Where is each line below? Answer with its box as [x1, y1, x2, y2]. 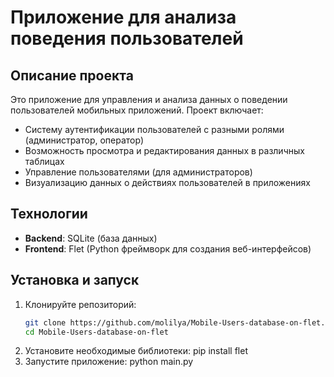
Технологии [10, 206, 88, 223]
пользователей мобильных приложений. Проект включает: [10, 104, 264, 116]
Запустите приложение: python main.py [24, 356, 194, 368]
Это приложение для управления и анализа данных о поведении [10, 94, 288, 105]
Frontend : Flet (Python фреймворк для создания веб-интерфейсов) [24, 242, 312, 255]
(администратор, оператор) [24, 134, 145, 146]
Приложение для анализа [10, 6, 237, 29]
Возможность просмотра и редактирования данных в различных [24, 145, 305, 156]
